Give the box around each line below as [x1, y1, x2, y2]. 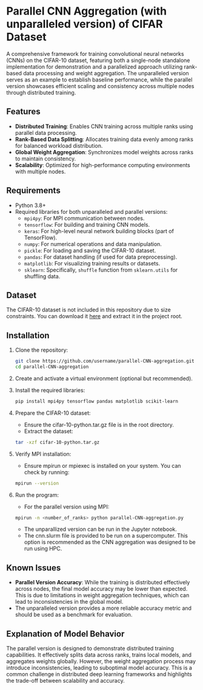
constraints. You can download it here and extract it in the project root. [6, 313, 183, 320]
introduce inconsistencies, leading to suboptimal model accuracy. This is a [6, 664, 193, 672]
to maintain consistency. [15, 155, 76, 162]
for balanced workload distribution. [15, 142, 103, 149]
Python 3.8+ [15, 202, 47, 209]
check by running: [24, 468, 70, 476]
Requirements [6, 185, 61, 196]
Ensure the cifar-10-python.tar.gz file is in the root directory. [24, 421, 174, 428]
